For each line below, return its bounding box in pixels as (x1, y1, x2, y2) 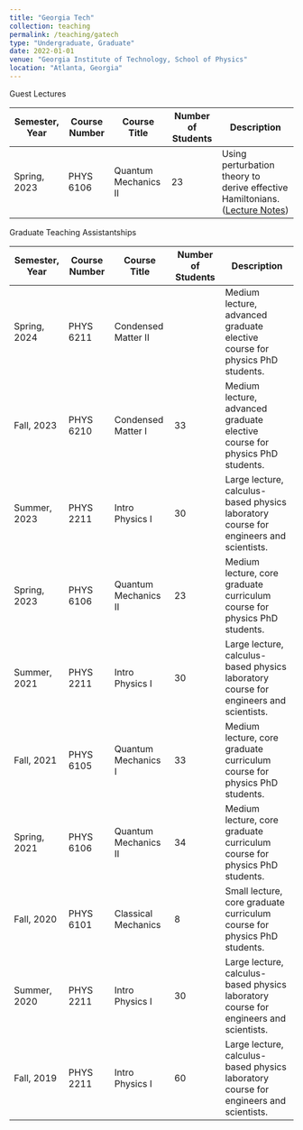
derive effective (221, 181, 289, 194)
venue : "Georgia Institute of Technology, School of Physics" (9, 55, 248, 64)
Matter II (114, 331, 151, 344)
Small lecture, (225, 885, 283, 897)
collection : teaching (9, 22, 91, 31)
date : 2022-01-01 (9, 47, 75, 56)
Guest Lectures (9, 87, 67, 99)
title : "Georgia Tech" (9, 13, 95, 23)
